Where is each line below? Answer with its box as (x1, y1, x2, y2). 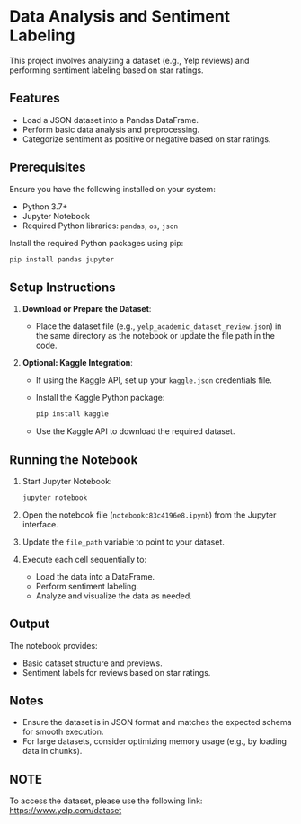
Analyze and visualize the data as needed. (35, 590, 193, 601)
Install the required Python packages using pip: (9, 237, 184, 248)
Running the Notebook (9, 452, 138, 467)
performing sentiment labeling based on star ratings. (9, 65, 204, 75)
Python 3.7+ (22, 200, 68, 212)
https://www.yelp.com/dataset (9, 805, 122, 816)
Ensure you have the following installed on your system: (9, 183, 216, 194)
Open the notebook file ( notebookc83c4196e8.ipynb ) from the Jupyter (22, 509, 277, 520)
